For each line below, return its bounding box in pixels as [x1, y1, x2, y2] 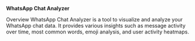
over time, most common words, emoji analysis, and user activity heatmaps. [6, 28, 189, 35]
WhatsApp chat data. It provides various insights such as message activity [6, 23, 186, 29]
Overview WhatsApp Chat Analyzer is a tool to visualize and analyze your [6, 16, 183, 23]
